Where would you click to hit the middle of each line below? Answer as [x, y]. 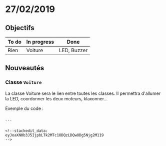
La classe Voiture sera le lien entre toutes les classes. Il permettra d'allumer [83, 93]
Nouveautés [24, 68]
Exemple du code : [24, 108]
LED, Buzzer [73, 50]
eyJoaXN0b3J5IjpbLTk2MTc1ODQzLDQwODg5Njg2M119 [54, 135]
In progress [40, 42]
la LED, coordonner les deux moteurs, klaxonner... [56, 98]
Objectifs [20, 28]
